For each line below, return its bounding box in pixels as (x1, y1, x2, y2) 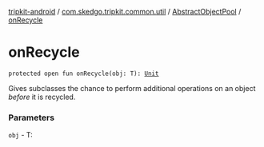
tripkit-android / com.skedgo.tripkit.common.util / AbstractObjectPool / (8, 7, 242, 16)
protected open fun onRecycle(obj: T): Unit (8, 70, 159, 77)
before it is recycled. (8, 92, 76, 101)
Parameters (8, 112, 54, 123)
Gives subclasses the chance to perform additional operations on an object (8, 83, 256, 93)
